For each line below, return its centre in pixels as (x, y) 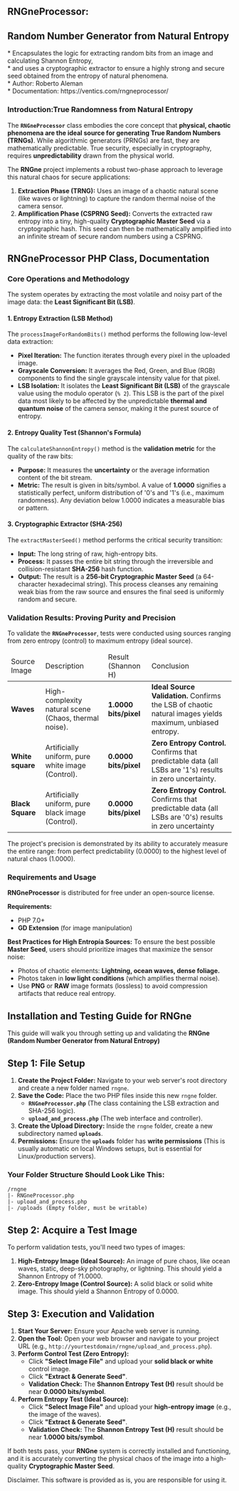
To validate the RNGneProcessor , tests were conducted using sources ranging (119, 633)
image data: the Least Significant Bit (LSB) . (71, 302)
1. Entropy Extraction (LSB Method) (60, 318)
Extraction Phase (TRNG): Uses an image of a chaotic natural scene (118, 190)
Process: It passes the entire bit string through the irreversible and (115, 561)
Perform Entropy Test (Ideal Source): (73, 1399)
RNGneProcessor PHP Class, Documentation (108, 259)
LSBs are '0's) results (187, 818)
